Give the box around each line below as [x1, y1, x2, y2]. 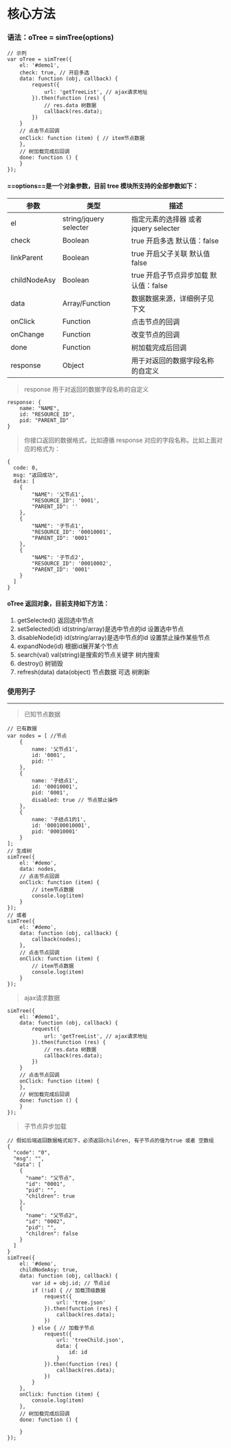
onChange [10, 329, 45, 339]
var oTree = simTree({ [7, 56, 72, 63]
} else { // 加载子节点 [32, 1325, 95, 1331]
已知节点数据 [23, 710, 60, 718]
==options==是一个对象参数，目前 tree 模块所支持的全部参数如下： [7, 182, 199, 190]
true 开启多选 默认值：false [131, 236, 219, 245]
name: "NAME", [19, 405, 60, 412]
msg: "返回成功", [13, 472, 59, 479]
